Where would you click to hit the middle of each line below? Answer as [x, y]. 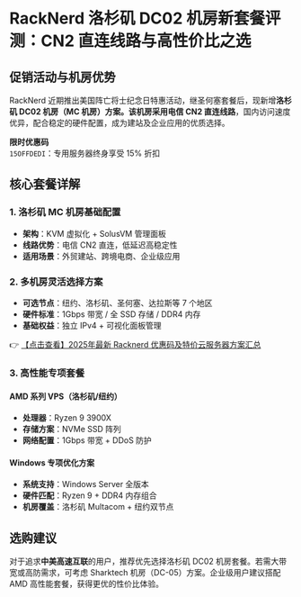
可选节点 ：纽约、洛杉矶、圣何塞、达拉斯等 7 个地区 [117, 303]
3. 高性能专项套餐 [47, 373]
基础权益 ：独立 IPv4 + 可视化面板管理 [92, 325]
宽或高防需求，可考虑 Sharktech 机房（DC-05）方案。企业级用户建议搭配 [145, 573]
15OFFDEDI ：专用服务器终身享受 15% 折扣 [85, 153]
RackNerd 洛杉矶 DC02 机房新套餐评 [145, 18]
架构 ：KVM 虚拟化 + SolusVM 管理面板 [94, 233]
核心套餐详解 [45, 184]
